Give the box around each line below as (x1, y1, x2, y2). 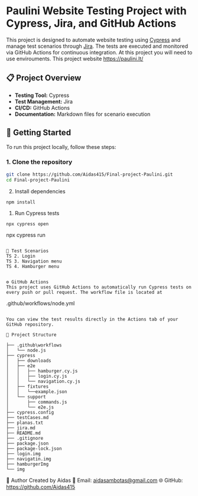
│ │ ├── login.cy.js (6, 374, 67, 380)
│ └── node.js (6, 348, 46, 354)
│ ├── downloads (6, 358, 51, 364)
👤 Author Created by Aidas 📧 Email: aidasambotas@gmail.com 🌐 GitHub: (6, 477, 183, 484)
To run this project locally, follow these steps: (6, 143, 116, 150)
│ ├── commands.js (6, 399, 67, 406)
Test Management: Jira (14, 98, 73, 105)
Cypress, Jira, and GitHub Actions (6, 17, 177, 30)
